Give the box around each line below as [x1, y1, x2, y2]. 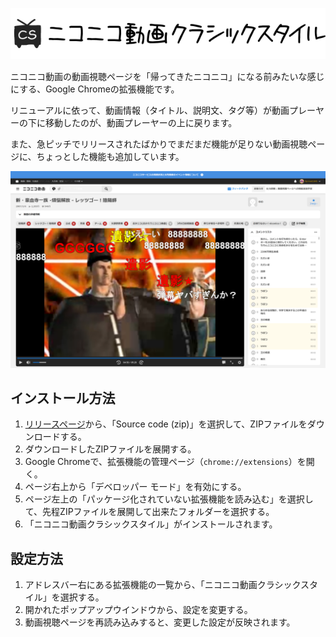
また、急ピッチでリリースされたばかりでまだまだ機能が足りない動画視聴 [10, 138, 308, 150]
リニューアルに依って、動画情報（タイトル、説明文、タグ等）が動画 [10, 104, 290, 116]
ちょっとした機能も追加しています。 [36, 150, 185, 162]
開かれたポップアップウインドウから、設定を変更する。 [24, 604, 253, 616]
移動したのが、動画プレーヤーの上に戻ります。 [44, 116, 238, 128]
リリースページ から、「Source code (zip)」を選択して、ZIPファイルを [24, 418, 308, 430]
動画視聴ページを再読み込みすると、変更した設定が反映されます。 [24, 616, 296, 628]
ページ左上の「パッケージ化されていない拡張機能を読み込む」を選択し [24, 493, 314, 505]
